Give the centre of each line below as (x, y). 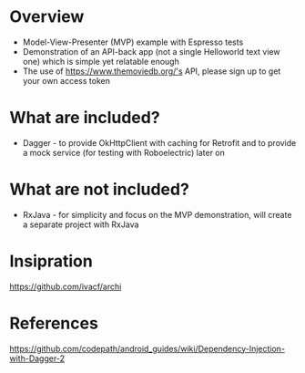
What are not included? (99, 190)
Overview (47, 17)
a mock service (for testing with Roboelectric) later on (124, 152)
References (54, 323)
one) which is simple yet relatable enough (101, 61)
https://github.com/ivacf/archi (66, 286)
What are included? (85, 118)
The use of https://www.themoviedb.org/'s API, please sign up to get (152, 71)
